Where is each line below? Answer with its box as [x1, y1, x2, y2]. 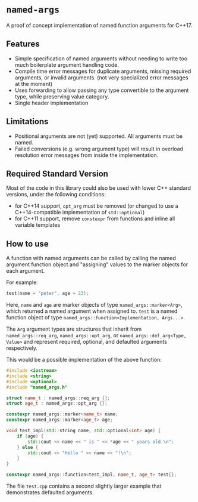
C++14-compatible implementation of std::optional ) [14, 209, 145, 216]
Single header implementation [14, 99, 89, 106]
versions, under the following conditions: [6, 191, 106, 198]
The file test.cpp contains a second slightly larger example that [6, 482, 162, 490]
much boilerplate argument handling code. [14, 61, 120, 68]
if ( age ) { [17, 433, 44, 439]
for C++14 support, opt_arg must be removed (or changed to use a [14, 202, 178, 210]
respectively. [6, 344, 37, 352]
